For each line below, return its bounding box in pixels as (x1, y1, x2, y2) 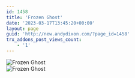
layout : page (6, 25, 39, 32)
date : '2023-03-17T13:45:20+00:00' (6, 20, 95, 26)
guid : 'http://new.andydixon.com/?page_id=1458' (6, 31, 130, 37)
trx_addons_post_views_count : (6, 37, 82, 43)
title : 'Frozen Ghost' (6, 14, 63, 20)
